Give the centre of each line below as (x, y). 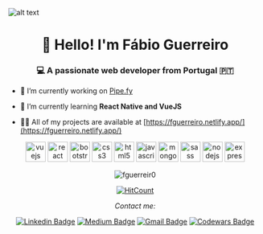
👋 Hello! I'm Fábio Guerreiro (135, 45)
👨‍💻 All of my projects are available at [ (83, 122)
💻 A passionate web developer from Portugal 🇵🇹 (135, 71)
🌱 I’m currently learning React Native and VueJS (101, 107)
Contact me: (135, 206)
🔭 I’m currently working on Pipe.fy (76, 91)
